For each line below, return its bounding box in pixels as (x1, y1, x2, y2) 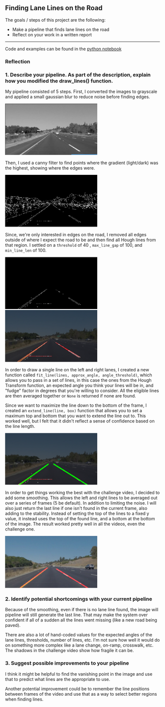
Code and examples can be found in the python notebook (5, 46, 122, 52)
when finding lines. (5, 696, 44, 702)
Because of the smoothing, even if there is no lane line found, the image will (5, 607, 159, 613)
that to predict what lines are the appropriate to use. (5, 676, 110, 682)
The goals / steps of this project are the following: (5, 17, 106, 23)
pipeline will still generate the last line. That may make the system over (5, 612, 148, 618)
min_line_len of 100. (5, 248, 47, 254)
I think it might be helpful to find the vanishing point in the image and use (5, 671, 153, 677)
